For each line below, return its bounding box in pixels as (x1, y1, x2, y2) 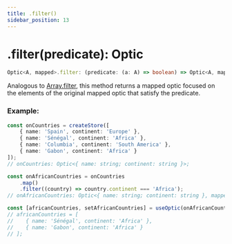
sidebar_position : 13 (7, 17, 70, 24)
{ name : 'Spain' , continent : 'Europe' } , (19, 129, 140, 135)
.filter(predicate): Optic (7, 46, 144, 62)
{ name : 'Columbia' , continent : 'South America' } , (19, 141, 171, 149)
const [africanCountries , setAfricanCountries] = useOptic (7, 205, 181, 212)
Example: (7, 106, 39, 116)
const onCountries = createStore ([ (7, 122, 110, 129)
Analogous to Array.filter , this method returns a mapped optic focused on (7, 82, 215, 90)
